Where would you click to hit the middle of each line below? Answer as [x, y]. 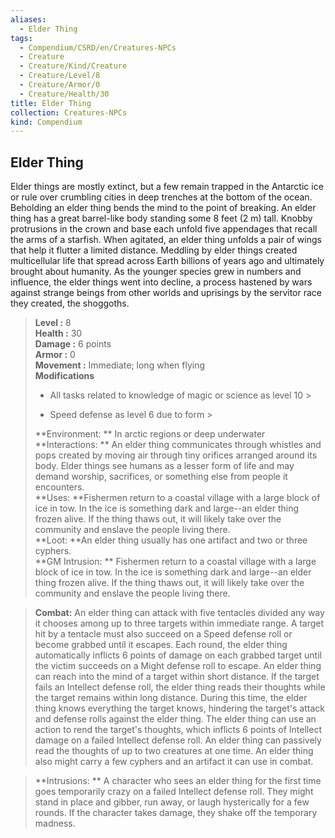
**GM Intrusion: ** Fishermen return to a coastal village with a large [175, 562]
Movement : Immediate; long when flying [120, 365]
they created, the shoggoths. [70, 303]
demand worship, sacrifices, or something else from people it [161, 477]
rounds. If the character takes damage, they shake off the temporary [176, 813]
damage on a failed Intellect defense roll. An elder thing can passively [178, 740]
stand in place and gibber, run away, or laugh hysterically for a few [172, 802]
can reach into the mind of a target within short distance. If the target [177, 677]
